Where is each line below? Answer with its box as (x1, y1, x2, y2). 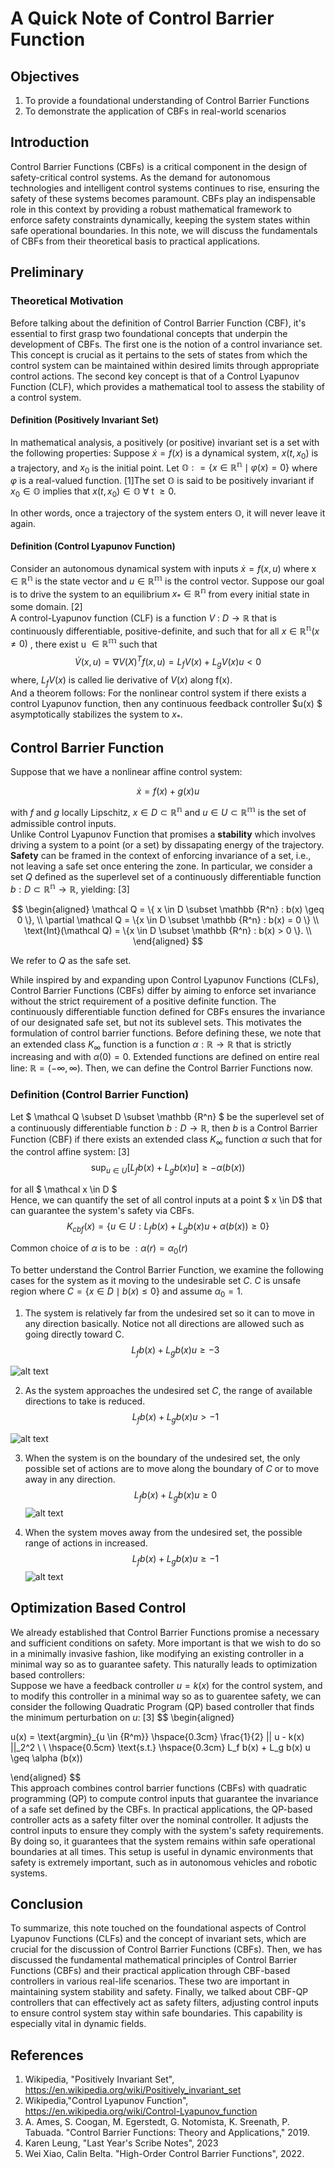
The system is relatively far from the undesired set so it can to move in (24, 1307, 315, 1319)
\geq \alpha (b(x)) (10, 1752, 83, 1764)
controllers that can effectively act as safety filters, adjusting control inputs (10, 1997, 319, 2009)
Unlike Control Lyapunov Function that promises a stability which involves (10, 828, 316, 840)
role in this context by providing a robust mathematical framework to (10, 203, 292, 215)
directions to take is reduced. (24, 1395, 146, 1407)
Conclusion (10, 1896, 84, 1913)
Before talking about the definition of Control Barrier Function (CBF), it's (10, 317, 307, 329)
